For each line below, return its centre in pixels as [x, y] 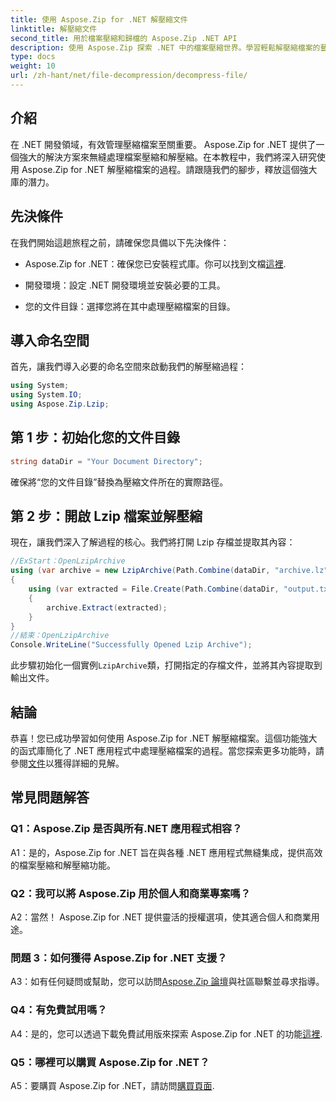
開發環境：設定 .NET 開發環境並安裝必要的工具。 [125, 285]
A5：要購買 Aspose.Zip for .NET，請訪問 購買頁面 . [112, 1085]
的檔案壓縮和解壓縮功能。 [63, 865]
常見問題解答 [50, 797]
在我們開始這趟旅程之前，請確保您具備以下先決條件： [120, 242]
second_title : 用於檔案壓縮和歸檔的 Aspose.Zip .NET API [124, 38]
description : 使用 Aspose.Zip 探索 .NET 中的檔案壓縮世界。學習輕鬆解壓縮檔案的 [165, 47]
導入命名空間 [50, 340]
